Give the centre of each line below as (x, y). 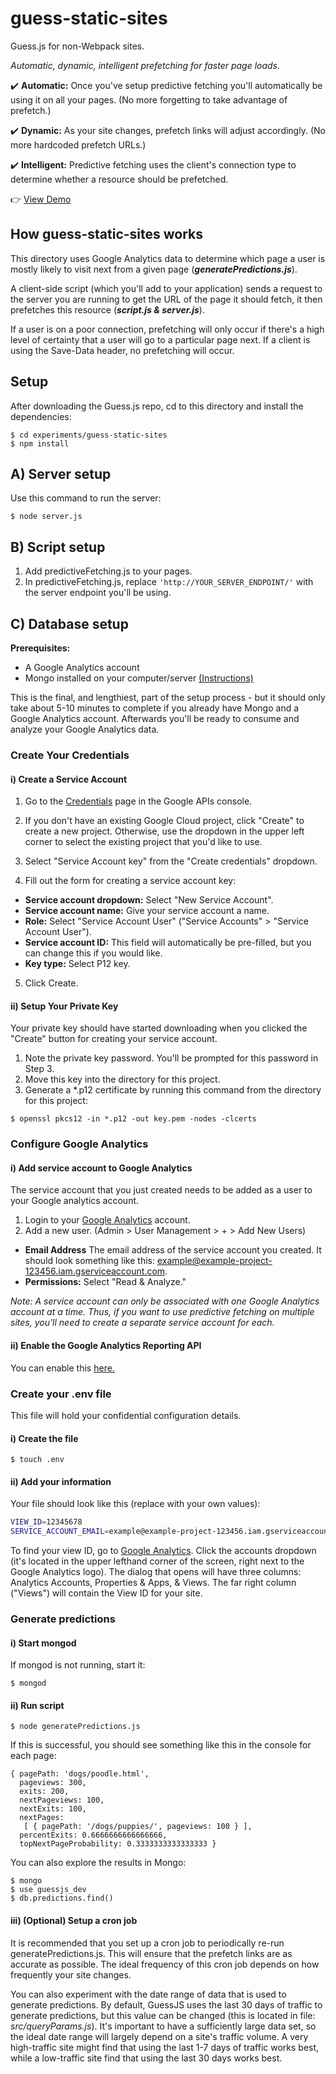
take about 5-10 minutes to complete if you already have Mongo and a (155, 708)
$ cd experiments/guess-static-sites (89, 435)
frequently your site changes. (71, 1974)
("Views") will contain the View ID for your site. (106, 1593)
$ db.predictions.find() (62, 1898)
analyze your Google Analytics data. (85, 729)
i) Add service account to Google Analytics (101, 1168)
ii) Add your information (61, 1481)
